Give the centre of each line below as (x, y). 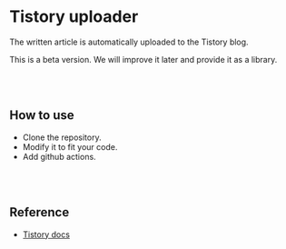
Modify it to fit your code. (70, 146)
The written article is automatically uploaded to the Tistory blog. (129, 42)
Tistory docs (46, 234)
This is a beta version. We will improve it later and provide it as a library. (143, 59)
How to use (42, 115)
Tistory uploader (74, 17)
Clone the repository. (62, 137)
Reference (39, 212)
